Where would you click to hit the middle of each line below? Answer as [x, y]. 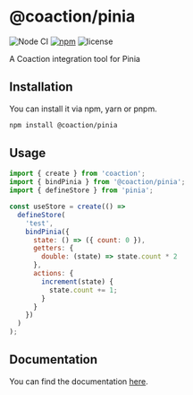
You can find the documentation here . [79, 381]
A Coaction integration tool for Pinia [75, 58]
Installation [41, 87]
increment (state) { [78, 281]
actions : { [53, 274]
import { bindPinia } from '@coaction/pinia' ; [97, 182]
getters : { [53, 249]
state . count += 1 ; [83, 290]
